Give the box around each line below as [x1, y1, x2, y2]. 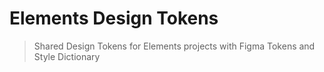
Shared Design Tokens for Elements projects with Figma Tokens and [33, 40, 316, 52]
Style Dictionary [33, 50, 101, 62]
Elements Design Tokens [9, 7, 219, 30]
